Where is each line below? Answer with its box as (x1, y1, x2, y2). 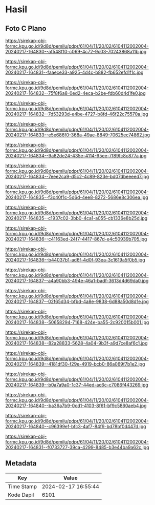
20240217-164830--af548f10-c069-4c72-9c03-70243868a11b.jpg (5, 49, 147, 54)
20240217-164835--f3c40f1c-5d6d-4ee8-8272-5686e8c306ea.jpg (5, 194, 148, 200)
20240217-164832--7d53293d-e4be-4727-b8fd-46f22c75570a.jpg (5, 111, 148, 117)
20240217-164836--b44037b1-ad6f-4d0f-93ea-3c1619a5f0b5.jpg (5, 257, 145, 262)
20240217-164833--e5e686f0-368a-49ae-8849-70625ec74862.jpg (5, 132, 150, 138)
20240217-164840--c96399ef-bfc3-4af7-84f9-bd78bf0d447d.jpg (5, 423, 146, 429)
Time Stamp (8, 483, 37, 490)
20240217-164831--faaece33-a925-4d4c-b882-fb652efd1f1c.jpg (5, 69, 144, 75)
